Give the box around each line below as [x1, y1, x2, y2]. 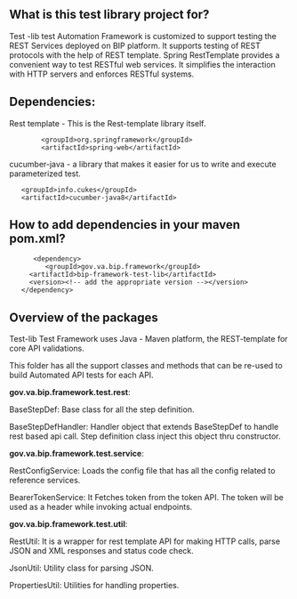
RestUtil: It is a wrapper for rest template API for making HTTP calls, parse [9, 536, 281, 546]
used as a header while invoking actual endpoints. [9, 502, 193, 513]
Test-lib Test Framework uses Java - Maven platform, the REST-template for [9, 334, 288, 344]
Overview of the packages [9, 310, 158, 325]
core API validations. [9, 343, 84, 354]
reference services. [9, 475, 81, 486]
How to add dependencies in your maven [9, 217, 241, 232]
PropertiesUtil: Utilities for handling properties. [9, 580, 180, 591]
